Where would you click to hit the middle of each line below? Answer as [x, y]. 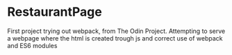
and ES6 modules [32, 45]
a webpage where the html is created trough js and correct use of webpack [115, 38]
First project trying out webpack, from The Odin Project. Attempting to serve [116, 31]
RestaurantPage [55, 12]
